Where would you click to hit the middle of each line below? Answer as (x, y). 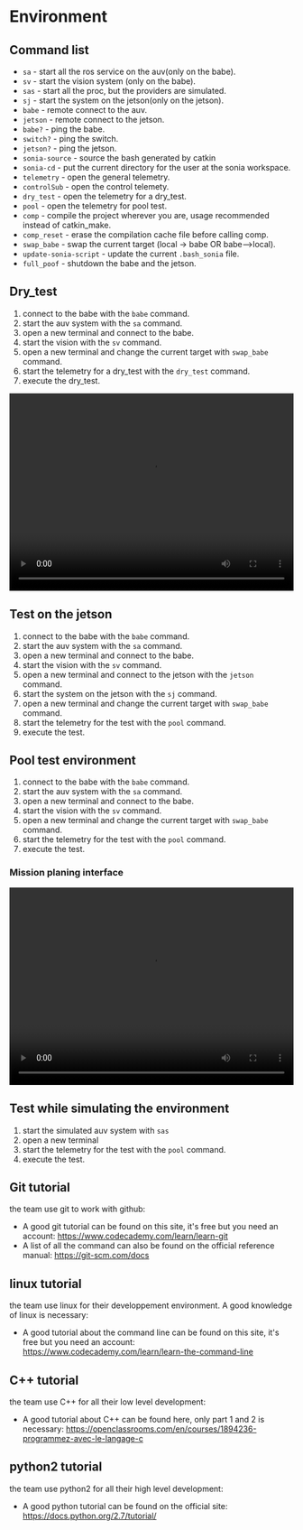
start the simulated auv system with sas (96, 1130)
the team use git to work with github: (78, 1209)
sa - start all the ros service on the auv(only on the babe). (129, 71)
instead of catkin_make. (66, 225)
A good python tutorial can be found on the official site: (125, 1506)
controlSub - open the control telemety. (96, 186)
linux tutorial (46, 1284)
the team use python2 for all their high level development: (116, 1488)
